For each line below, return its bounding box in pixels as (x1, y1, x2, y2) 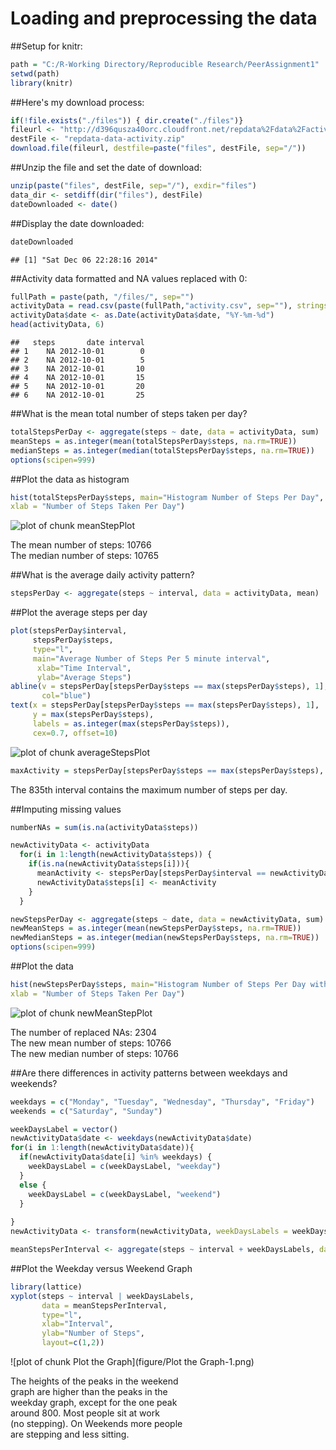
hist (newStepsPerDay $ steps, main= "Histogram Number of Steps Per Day (10, 980, 307, 990)
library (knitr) (10, 78, 74, 88)
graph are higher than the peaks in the (10, 1386, 168, 1398)
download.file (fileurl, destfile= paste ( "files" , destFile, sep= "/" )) (10, 143, 307, 154)
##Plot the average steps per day (10, 607, 148, 619)
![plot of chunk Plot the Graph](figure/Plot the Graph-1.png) (10, 1356, 255, 1368)
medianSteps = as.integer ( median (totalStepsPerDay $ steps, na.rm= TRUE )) (10, 445, 315, 456)
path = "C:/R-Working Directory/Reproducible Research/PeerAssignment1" (10, 59, 320, 69)
